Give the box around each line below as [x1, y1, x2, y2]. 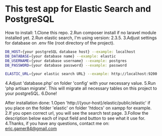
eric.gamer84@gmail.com [5, 126, 57, 132]
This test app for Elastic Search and [5, 3, 151, 15]
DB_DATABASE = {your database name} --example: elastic [5, 54, 116, 59]
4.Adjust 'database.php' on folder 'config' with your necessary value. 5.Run [5, 80, 156, 86]
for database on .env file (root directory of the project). [5, 40, 115, 45]
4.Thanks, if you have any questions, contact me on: [5, 121, 110, 126]
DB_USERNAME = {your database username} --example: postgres [5, 58, 127, 63]
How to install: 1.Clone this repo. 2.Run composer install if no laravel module [5, 30, 157, 35]
